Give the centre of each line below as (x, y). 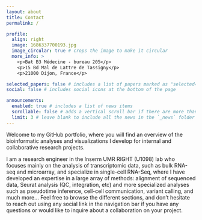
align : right (28, 40)
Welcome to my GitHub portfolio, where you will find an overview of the (95, 134)
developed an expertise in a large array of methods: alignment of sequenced (101, 178)
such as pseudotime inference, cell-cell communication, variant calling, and (100, 191)
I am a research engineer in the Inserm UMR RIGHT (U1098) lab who (91, 159)
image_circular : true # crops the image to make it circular (90, 51)
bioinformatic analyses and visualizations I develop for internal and (89, 141)
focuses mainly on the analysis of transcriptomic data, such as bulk (90, 165)
